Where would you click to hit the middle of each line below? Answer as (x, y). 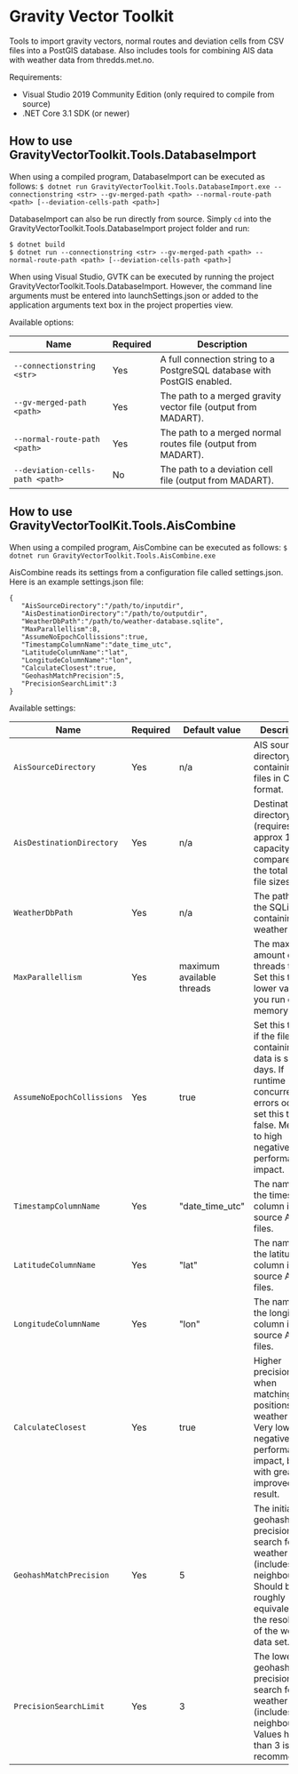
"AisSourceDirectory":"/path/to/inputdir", (102, 606)
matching (273, 1393)
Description (222, 344)
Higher (267, 1361)
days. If (269, 1069)
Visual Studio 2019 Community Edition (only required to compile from (148, 94)
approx (268, 837)
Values (267, 1734)
